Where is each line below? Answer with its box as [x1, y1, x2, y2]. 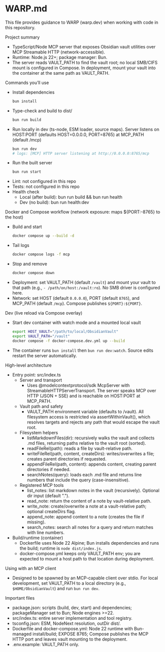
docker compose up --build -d [12, 233, 75, 238]
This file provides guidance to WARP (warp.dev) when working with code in [5, 19, 159, 25]
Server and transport [19, 377, 63, 383]
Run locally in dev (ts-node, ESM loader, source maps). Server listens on [12, 126, 160, 132]
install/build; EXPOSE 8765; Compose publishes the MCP [33, 631, 149, 637]
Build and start [12, 224, 42, 230]
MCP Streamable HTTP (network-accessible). [12, 49, 105, 55]
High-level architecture [5, 362, 52, 368]
